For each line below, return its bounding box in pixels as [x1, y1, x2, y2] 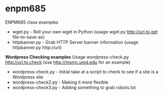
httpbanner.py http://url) [12, 44, 62, 50]
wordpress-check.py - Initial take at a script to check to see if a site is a [12, 68, 159, 74]
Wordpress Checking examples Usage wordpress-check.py [5, 54, 129, 60]
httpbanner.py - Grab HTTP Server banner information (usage [12, 39, 139, 45]
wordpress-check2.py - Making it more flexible [12, 79, 109, 85]
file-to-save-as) [12, 34, 45, 40]
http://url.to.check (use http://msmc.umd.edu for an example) [5, 59, 131, 65]
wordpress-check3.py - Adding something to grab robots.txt [12, 84, 136, 90]
